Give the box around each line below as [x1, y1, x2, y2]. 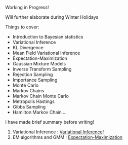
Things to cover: [5, 24, 39, 30]
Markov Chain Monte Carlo [12, 93, 69, 99]
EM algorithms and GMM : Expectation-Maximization [12, 134, 123, 140]
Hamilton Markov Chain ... [12, 109, 67, 115]
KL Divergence [12, 45, 44, 50]
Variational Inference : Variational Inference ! [12, 129, 104, 135]
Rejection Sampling [12, 71, 53, 78]
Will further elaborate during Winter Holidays [5, 14, 99, 20]
